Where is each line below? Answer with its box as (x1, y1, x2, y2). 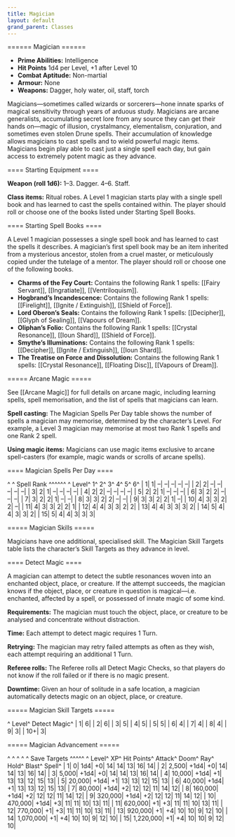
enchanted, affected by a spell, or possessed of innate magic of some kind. (7, 594, 225, 603)
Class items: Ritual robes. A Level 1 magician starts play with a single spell (7, 193, 222, 201)
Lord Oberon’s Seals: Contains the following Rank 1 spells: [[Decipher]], (17, 309, 226, 317)
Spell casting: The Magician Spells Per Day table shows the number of (7, 409, 213, 418)
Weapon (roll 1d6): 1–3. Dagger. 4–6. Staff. (7, 179, 130, 188)
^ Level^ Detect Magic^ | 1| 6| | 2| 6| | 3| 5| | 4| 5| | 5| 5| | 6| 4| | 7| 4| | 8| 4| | (7, 720, 227, 728)
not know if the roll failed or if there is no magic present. (7, 671, 170, 679)
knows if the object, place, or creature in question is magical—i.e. (7, 587, 196, 595)
